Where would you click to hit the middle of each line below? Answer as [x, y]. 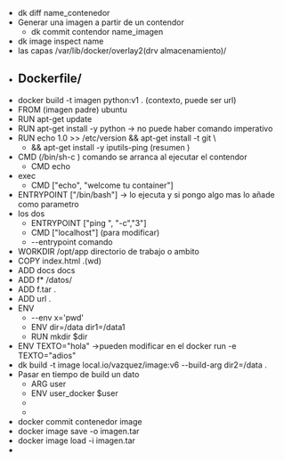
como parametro [48, 204]
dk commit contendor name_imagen [97, 32]
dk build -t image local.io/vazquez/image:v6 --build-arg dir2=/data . [142, 365]
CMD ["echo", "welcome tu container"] [102, 185]
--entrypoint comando [72, 242]
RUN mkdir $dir [59, 336]
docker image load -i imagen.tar [77, 441]
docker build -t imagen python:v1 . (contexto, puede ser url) [127, 100]
